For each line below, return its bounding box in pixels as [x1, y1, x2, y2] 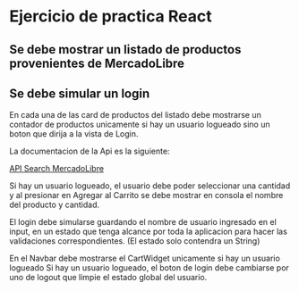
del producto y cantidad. [9, 199, 100, 211]
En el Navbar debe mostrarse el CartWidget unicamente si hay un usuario [9, 253, 280, 264]
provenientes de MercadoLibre [9, 55, 185, 71]
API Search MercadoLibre [9, 163, 105, 174]
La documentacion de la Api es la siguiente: [9, 145, 170, 157]
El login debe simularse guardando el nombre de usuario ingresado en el [9, 217, 278, 228]
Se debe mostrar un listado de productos [9, 42, 242, 57]
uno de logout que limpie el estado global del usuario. [9, 272, 208, 283]
